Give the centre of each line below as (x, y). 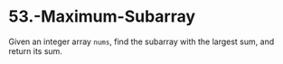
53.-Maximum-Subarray (102, 17)
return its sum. (35, 50)
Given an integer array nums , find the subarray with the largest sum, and (141, 41)
